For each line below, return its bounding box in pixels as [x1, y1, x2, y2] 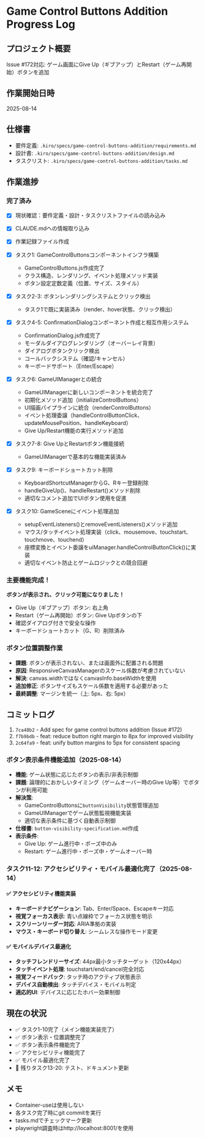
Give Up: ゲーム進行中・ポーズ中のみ [24, 840, 117, 847]
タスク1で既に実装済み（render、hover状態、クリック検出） [24, 305, 176, 313]
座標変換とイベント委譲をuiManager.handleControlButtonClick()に [24, 544, 191, 551]
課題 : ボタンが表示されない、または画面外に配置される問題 [15, 659, 163, 666]
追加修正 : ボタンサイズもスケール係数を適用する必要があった [15, 682, 169, 689]
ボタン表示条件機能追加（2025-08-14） [6, 755, 125, 764]
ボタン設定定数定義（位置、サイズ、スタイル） [24, 279, 143, 287]
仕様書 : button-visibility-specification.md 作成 [15, 824, 139, 832]
